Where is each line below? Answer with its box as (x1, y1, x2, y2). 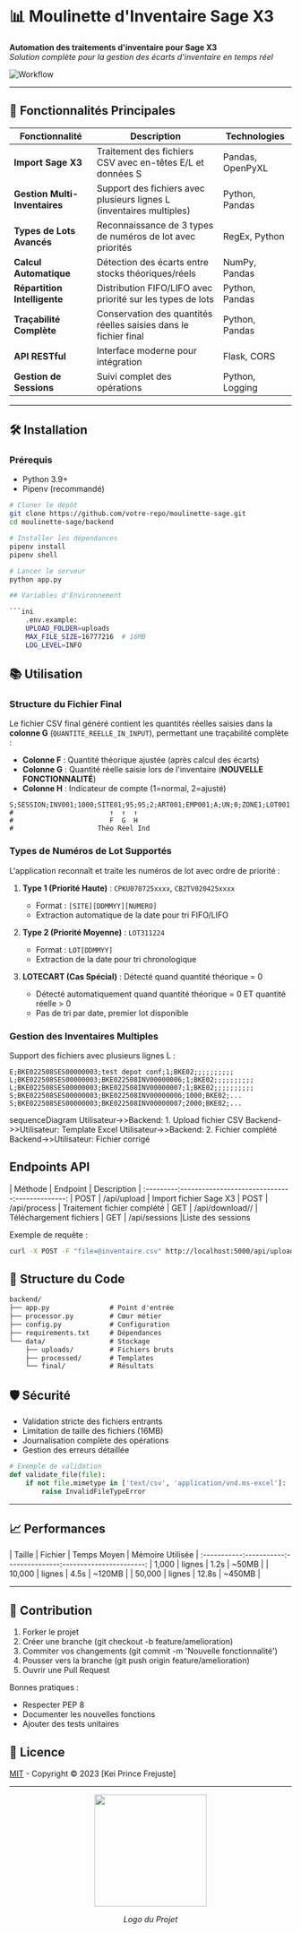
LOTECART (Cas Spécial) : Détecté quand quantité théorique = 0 (21, 971, 263, 981)
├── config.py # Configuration (9, 1320, 170, 1330)
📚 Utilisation (9, 667, 83, 682)
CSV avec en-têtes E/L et (97, 156, 204, 168)
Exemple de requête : (9, 1229, 88, 1240)
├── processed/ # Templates (25, 1353, 154, 1362)
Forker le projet (21, 1627, 79, 1637)
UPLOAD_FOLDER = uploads (25, 624, 110, 634)
